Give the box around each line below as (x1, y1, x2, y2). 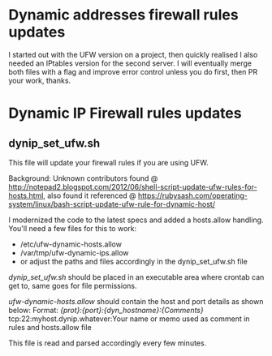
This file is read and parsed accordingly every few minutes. (8, 338, 207, 348)
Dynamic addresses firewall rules (8, 6, 239, 24)
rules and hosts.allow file (8, 322, 92, 332)
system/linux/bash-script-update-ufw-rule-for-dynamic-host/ (8, 199, 215, 208)
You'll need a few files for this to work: (8, 223, 136, 233)
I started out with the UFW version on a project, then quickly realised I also (8, 49, 258, 59)
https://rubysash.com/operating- (137, 191, 248, 200)
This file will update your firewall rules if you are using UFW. (8, 157, 209, 167)
